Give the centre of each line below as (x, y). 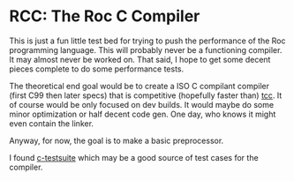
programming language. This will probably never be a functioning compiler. (146, 49)
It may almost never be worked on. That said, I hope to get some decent (140, 59)
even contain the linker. (52, 123)
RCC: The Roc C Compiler (105, 16)
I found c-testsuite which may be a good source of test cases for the (134, 157)
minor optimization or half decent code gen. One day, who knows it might (143, 114)
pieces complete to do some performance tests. (96, 69)
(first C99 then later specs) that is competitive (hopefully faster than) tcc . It (146, 95)
